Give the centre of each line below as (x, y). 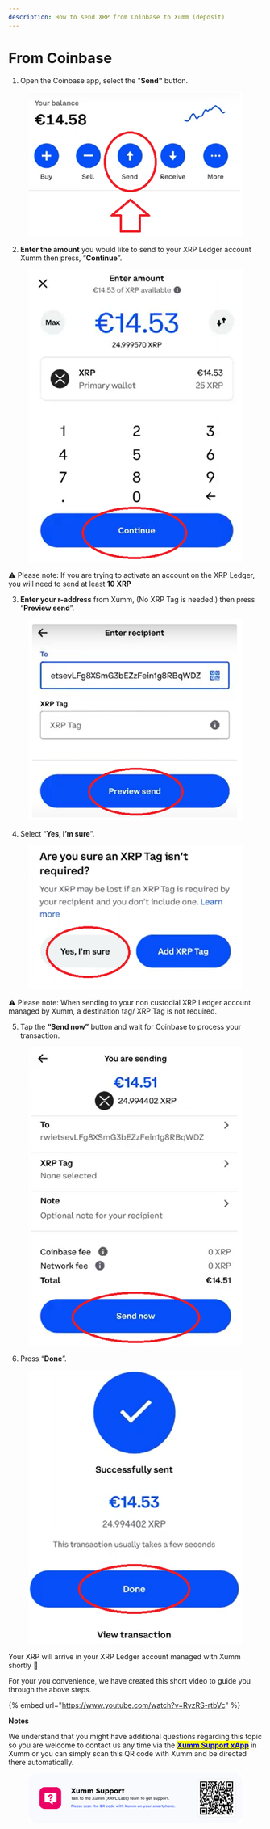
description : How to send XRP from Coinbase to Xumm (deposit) (117, 17)
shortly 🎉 (23, 1665)
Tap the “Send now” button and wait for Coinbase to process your (131, 1027)
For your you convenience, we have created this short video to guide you (130, 1680)
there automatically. (41, 1762)
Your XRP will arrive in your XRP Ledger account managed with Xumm (125, 1656)
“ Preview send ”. (47, 608)
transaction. (40, 1035)
